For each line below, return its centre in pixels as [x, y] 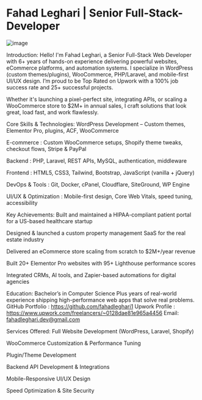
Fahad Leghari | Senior [65, 13]
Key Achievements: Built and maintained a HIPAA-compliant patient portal [99, 215]
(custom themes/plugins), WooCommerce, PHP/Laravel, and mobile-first [98, 74]
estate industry [25, 239]
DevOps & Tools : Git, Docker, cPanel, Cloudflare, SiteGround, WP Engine [98, 184]
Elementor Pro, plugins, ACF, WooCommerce [63, 130]
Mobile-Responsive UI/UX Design [49, 379]
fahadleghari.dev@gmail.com [43, 319]
